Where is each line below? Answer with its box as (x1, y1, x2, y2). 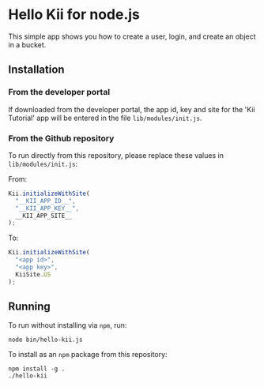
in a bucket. (8, 39, 47, 49)
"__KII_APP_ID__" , (15, 197, 77, 205)
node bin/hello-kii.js (8, 336, 83, 344)
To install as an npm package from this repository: (8, 350, 168, 359)
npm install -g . (8, 365, 66, 373)
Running (8, 300, 51, 314)
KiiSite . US (15, 270, 51, 278)
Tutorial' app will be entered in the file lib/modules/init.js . (8, 113, 202, 122)
